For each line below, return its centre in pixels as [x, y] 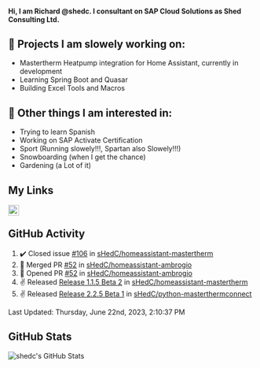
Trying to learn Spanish [57, 132]
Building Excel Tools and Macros [72, 88]
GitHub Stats [40, 337]
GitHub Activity [47, 234]
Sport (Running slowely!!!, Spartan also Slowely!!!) [100, 149]
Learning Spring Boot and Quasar [73, 80]
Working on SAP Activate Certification [81, 140]
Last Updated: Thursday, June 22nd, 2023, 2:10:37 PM [97, 312]
